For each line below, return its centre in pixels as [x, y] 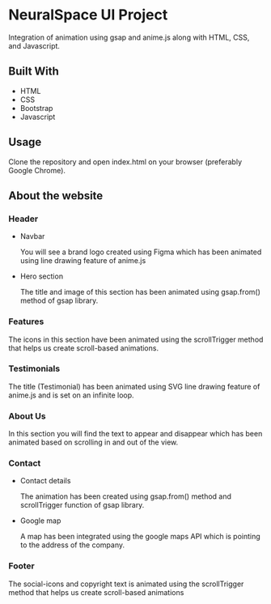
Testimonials [34, 368]
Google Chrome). [37, 170]
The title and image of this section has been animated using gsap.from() [140, 292]
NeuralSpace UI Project [88, 15]
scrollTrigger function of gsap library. [82, 505]
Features [26, 321]
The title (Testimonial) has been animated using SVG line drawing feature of [134, 386]
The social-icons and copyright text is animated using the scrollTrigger [126, 584]
